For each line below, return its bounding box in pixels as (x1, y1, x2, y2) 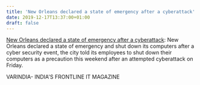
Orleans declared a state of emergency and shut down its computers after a (6, 42, 195, 50)
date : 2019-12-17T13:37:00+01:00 (6, 14, 90, 20)
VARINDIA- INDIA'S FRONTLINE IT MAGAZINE (6, 73, 120, 81)
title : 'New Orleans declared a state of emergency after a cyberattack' (6, 8, 196, 15)
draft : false (6, 20, 39, 26)
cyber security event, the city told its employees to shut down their (6, 49, 172, 56)
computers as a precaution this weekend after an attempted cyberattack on (6, 55, 194, 63)
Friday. (6, 62, 23, 69)
